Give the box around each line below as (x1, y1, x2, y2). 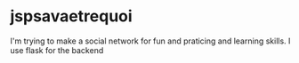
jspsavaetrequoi (10, 6, 133, 27)
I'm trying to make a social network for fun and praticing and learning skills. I (10, 35, 291, 46)
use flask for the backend (10, 44, 104, 55)
